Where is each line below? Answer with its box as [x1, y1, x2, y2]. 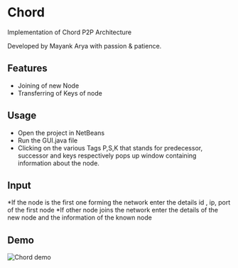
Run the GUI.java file [17, 136, 78, 145]
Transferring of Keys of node [17, 88, 103, 97]
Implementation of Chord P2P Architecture [7, 28, 132, 36]
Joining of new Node [17, 81, 80, 90]
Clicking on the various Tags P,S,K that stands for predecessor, [17, 143, 203, 152]
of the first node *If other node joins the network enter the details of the [7, 206, 219, 215]
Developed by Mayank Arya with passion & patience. [7, 41, 162, 50]
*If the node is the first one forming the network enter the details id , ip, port [7, 198, 231, 207]
